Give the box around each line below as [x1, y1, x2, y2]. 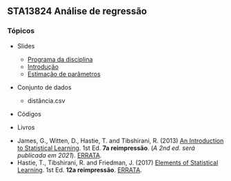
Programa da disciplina [27, 55, 93, 63]
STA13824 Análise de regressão [7, 6, 147, 17]
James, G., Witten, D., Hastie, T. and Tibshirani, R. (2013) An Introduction [17, 136, 224, 145]
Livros [17, 123, 35, 131]
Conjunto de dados [17, 83, 72, 92]
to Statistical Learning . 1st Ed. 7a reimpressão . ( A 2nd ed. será [17, 144, 195, 152]
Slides [17, 41, 35, 50]
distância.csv [27, 96, 66, 105]
